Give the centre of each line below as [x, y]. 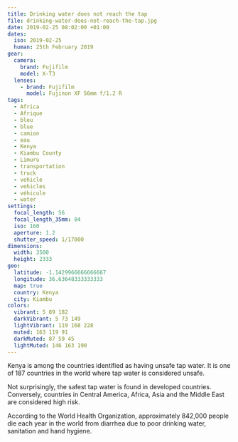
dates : [17, 34]
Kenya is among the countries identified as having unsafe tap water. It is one [119, 366]
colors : [19, 306]
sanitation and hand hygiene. [50, 431]
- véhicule [30, 193]
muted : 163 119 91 [41, 332]
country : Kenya [36, 292]
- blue [23, 127]
